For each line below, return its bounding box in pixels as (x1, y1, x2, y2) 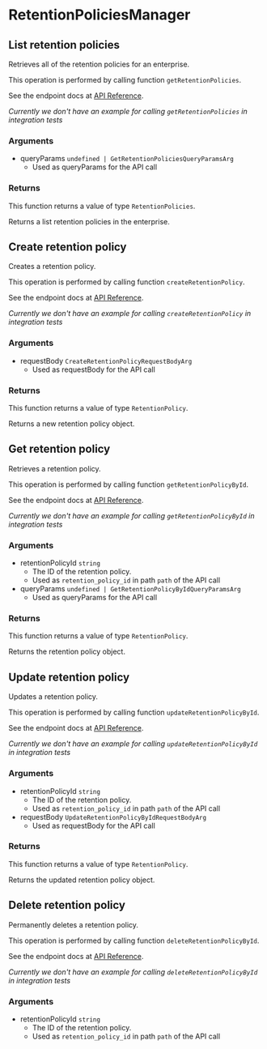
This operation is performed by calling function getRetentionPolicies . (8, 75, 242, 84)
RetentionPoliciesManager (8, 6, 191, 24)
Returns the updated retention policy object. (8, 875, 155, 885)
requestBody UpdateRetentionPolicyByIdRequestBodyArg (19, 812, 207, 821)
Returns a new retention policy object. (8, 419, 135, 429)
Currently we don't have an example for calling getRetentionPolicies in (8, 107, 248, 116)
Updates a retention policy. (8, 692, 99, 701)
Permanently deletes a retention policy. (8, 919, 139, 929)
